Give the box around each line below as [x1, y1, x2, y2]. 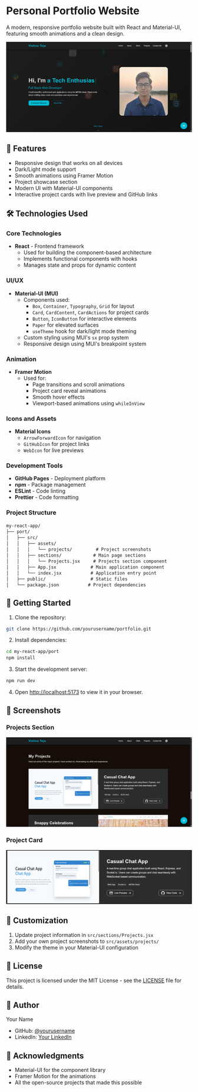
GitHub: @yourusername [14, 1028, 75, 1035]
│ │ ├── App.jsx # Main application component [6, 564, 165, 570]
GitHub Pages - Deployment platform [14, 475, 106, 482]
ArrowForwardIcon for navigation [23, 434, 101, 441]
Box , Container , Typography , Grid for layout [32, 302, 134, 309]
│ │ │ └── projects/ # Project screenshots [6, 546, 151, 553]
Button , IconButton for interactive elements [32, 315, 137, 322]
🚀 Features [6, 144, 47, 154]
